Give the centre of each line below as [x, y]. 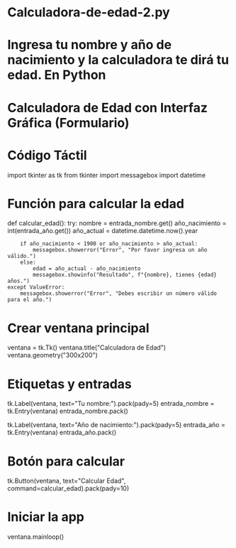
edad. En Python [57, 75]
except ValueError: [36, 288]
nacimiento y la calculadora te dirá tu [118, 60]
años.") [19, 281]
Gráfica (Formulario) [68, 123]
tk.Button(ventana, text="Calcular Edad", [67, 481]
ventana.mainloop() [36, 537]
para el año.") [30, 300]
